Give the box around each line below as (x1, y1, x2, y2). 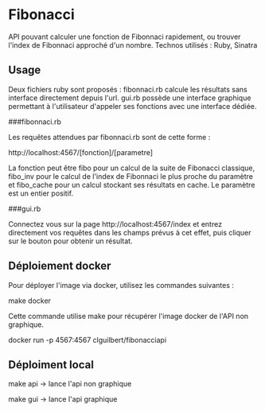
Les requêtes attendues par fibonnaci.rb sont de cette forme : (8, 132, 211, 142)
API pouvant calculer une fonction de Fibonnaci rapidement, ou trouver (8, 32, 241, 41)
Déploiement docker (8, 259, 111, 273)
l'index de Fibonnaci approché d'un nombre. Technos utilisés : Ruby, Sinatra (8, 40, 258, 49)
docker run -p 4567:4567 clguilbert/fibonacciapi (8, 335, 167, 344)
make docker (8, 296, 52, 305)
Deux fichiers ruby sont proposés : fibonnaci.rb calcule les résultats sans (8, 84, 248, 94)
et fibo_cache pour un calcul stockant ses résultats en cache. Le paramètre (8, 180, 255, 189)
